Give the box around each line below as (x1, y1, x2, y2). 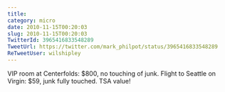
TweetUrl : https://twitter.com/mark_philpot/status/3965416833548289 (7, 43, 219, 50)
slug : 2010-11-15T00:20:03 (7, 30, 88, 38)
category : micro (7, 17, 56, 24)
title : (7, 10, 27, 18)
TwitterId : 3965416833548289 (7, 37, 94, 44)
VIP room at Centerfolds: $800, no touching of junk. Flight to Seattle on (7, 69, 216, 78)
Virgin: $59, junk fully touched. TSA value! (7, 76, 131, 85)
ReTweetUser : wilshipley (7, 50, 81, 57)
